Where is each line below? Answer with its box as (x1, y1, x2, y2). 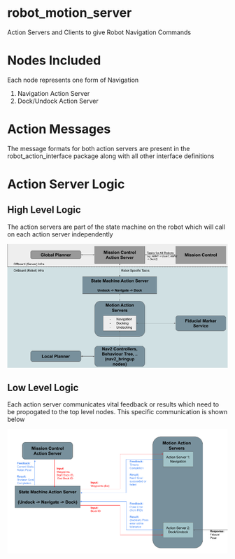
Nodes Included (7, 52, 101, 69)
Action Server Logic (7, 176, 125, 192)
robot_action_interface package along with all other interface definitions (7, 152, 215, 160)
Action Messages (7, 121, 111, 137)
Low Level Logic (7, 381, 79, 393)
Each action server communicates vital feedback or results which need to (7, 400, 219, 409)
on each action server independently (7, 229, 113, 239)
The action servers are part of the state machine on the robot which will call (7, 222, 226, 231)
